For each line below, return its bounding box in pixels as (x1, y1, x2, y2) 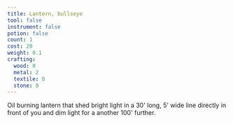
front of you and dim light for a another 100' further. (7, 109, 156, 117)
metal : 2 (13, 69, 39, 76)
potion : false (7, 29, 49, 37)
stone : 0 (13, 82, 39, 89)
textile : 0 (13, 75, 45, 83)
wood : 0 (13, 62, 36, 69)
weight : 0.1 (7, 50, 42, 57)
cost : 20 (7, 43, 33, 50)
